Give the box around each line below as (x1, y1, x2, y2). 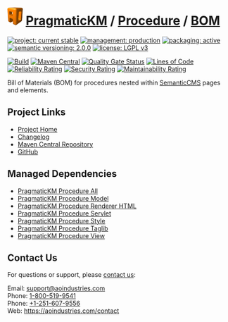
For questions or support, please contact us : (7, 271, 136, 279)
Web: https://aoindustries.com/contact (7, 306, 120, 315)
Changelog (17, 132, 50, 141)
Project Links (7, 106, 66, 118)
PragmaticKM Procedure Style (17, 216, 106, 225)
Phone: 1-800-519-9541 (7, 292, 76, 300)
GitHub (17, 147, 39, 156)
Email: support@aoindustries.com (7, 284, 106, 292)
